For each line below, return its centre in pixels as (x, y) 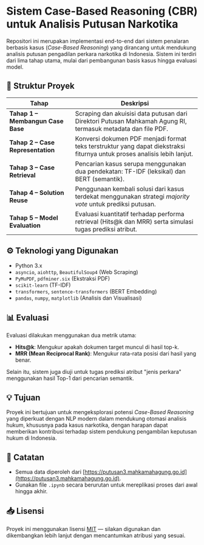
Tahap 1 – (24, 113)
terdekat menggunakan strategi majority (132, 196)
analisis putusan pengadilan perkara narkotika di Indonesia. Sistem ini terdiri (101, 54)
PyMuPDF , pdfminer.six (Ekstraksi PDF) (63, 278)
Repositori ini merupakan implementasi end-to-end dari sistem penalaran (98, 41)
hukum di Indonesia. (32, 438)
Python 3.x (29, 265)
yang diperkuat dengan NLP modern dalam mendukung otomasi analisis (97, 419)
